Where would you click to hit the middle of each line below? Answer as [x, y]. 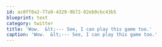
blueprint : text [27, 18]
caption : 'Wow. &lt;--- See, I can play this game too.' [82, 35]
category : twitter [30, 23]
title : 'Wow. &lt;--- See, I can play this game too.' [79, 29]
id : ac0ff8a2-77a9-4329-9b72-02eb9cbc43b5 [61, 12]
